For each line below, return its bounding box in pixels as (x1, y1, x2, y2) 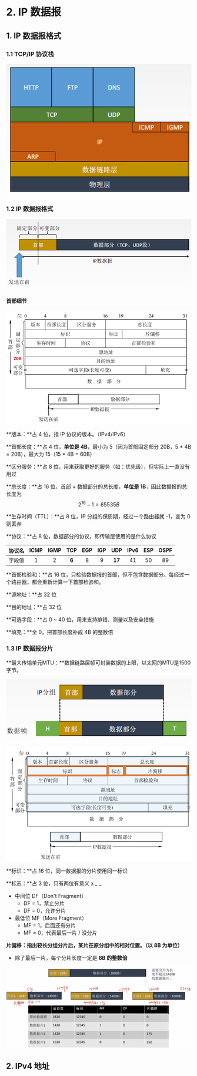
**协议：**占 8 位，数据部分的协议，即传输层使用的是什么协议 (6, 533, 157, 540)
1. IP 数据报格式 (6, 31, 62, 41)
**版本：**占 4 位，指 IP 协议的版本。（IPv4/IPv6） (6, 430, 129, 437)
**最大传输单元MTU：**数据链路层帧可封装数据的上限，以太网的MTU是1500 (6, 659, 191, 666)
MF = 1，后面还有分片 (23, 922, 76, 929)
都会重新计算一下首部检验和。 (31, 578, 104, 585)
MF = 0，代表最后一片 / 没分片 (23, 929, 98, 936)
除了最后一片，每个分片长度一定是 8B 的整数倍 (14, 954, 128, 961)
